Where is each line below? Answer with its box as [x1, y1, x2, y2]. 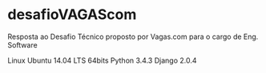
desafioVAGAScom [7, 6, 137, 24]
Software [7, 40, 38, 49]
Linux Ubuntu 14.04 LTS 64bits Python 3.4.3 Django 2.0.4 [7, 56, 197, 65]
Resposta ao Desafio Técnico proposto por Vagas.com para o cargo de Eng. [7, 32, 259, 41]
